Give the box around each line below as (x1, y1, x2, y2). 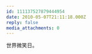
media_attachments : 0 (6, 25, 60, 31)
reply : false (6, 19, 39, 25)
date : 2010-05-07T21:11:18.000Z (6, 14, 86, 20)
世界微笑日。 (6, 42, 37, 49)
